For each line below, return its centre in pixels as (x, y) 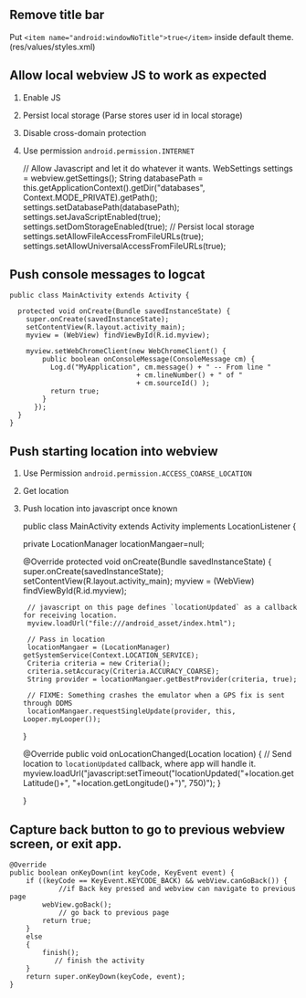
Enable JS (42, 97)
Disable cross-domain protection (84, 132)
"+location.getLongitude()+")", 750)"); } (146, 783)
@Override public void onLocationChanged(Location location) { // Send (157, 754)
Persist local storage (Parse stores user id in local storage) (133, 115)
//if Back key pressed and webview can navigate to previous (177, 889)
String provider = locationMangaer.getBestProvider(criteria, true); (162, 679)
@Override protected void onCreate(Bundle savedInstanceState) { (147, 562)
